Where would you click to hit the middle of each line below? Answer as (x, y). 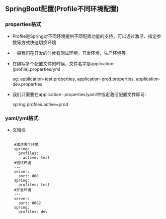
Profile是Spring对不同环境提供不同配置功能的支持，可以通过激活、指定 (84, 36)
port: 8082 (30, 203)
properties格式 (23, 24)
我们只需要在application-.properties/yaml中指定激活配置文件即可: (79, 94)
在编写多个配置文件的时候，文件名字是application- (64, 63)
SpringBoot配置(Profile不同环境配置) (62, 9)
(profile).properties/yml (36, 69)
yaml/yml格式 (22, 118)
